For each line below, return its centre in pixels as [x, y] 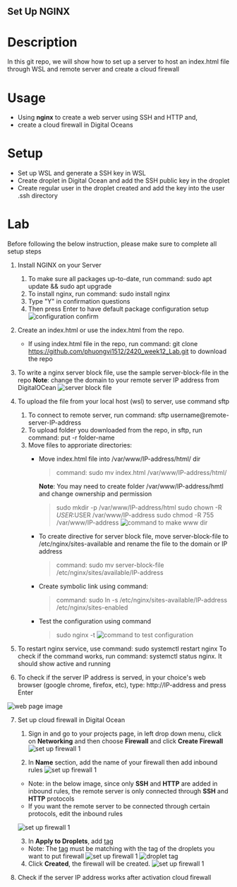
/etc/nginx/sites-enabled [92, 607]
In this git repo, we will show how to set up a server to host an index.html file [119, 62]
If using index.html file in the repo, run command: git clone [113, 344]
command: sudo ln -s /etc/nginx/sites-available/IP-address [142, 600]
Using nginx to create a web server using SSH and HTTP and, [108, 118]
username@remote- [200, 415]
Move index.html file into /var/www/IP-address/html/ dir [120, 459]
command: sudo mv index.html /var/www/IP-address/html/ [141, 473]
